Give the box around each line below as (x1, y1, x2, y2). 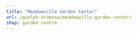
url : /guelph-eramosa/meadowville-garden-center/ (6, 14, 133, 20)
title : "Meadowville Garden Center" (6, 8, 97, 15)
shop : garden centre (6, 20, 58, 26)
